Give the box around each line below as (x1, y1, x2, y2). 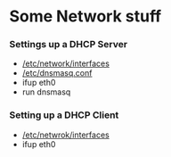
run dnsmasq (21, 87, 71, 97)
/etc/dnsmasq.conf (21, 68, 93, 78)
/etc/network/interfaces (21, 58, 110, 69)
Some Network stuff (9, 6, 162, 27)
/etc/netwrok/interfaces (21, 129, 110, 140)
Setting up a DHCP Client (9, 109, 119, 121)
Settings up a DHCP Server (9, 38, 127, 51)
